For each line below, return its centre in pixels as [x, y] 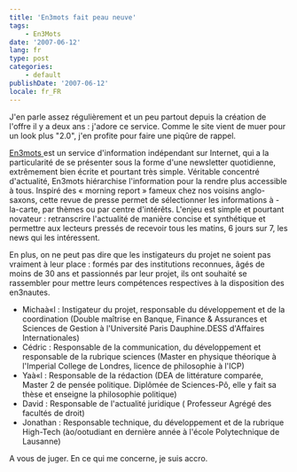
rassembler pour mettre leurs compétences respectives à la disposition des [147, 282]
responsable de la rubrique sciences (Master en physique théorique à [149, 356]
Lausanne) [41, 441]
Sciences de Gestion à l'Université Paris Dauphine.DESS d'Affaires [143, 328]
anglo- [253, 190]
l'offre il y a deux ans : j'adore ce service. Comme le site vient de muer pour [148, 126]
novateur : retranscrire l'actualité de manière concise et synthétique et [137, 219]
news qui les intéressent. [55, 237]
